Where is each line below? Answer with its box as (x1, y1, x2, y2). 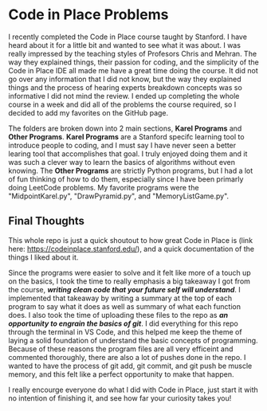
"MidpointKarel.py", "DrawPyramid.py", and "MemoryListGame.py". (8, 191, 230, 201)
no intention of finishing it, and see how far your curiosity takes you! (8, 393, 232, 403)
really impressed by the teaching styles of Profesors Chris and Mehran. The (8, 49, 257, 58)
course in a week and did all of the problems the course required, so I (8, 100, 237, 109)
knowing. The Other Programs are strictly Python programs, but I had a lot (8, 166, 253, 175)
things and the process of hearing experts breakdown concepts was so (8, 82, 243, 92)
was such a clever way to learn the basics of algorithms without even (8, 157, 235, 166)
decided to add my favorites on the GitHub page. (8, 108, 169, 117)
